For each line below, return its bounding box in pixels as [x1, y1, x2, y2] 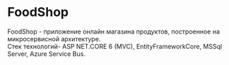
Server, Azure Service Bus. [7, 50, 86, 58]
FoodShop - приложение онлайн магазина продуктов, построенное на [7, 27, 221, 36]
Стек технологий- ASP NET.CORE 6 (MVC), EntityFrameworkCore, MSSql [7, 42, 223, 50]
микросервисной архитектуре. [7, 34, 101, 43]
